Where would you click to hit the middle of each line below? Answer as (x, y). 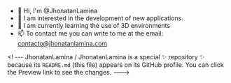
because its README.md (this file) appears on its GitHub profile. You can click (115, 65)
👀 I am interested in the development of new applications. (100, 18)
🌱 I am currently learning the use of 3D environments (93, 25)
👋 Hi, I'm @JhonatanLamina (57, 11)
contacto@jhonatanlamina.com (62, 43)
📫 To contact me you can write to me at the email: (90, 33)
